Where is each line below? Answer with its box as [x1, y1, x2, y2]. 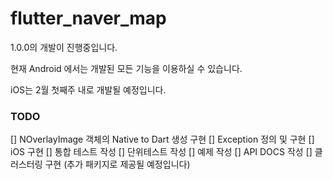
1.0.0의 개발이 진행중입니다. [10, 41, 118, 53]
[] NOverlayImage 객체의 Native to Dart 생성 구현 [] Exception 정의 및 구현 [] [10, 133, 315, 146]
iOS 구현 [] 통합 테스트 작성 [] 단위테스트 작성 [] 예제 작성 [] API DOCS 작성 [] [10, 146, 313, 158]
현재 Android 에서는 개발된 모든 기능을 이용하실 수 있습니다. [10, 62, 243, 74]
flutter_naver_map [10, 7, 167, 30]
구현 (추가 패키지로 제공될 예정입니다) [44, 158, 191, 171]
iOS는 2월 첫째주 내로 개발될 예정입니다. [10, 83, 167, 96]
